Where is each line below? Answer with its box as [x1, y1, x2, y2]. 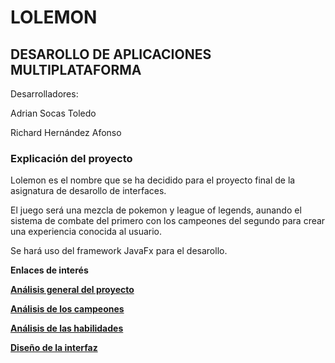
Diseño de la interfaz [10, 342, 98, 354]
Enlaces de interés [10, 264, 89, 276]
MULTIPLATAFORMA [10, 61, 142, 78]
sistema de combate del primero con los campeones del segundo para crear [10, 215, 326, 227]
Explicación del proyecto [10, 151, 133, 165]
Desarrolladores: [10, 88, 79, 100]
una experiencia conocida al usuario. [10, 226, 163, 238]
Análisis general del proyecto [10, 284, 135, 296]
